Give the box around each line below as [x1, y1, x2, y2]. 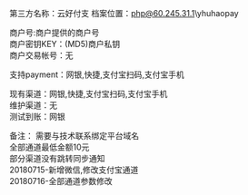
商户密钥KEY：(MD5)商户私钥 [9, 39, 121, 49]
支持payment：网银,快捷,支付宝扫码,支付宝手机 [9, 69, 184, 80]
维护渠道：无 [9, 100, 57, 111]
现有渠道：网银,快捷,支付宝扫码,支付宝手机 [9, 89, 168, 99]
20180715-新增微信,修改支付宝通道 [9, 164, 139, 175]
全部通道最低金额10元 [9, 141, 90, 152]
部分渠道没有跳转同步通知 [9, 153, 105, 163]
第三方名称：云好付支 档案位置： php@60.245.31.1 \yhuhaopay [9, 8, 239, 18]
